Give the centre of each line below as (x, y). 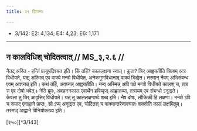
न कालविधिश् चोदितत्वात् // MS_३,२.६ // (65, 57)
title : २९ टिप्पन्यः (25, 11)
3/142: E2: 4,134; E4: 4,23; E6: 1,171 (57, 33)
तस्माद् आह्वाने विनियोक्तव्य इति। (36, 111)
